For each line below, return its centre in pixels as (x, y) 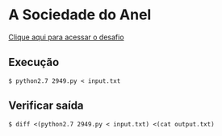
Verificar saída (46, 106)
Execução (34, 62)
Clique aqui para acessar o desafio (66, 37)
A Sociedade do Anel (80, 15)
